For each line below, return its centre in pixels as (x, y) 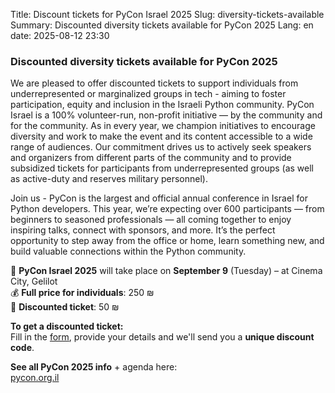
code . (22, 348)
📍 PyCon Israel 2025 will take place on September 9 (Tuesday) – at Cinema (166, 271)
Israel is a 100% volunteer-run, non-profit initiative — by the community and (166, 115)
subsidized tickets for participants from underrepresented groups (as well (162, 168)
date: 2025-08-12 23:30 (60, 35)
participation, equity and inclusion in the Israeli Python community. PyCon (162, 105)
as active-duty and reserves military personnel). (109, 179)
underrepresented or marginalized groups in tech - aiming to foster (148, 94)
